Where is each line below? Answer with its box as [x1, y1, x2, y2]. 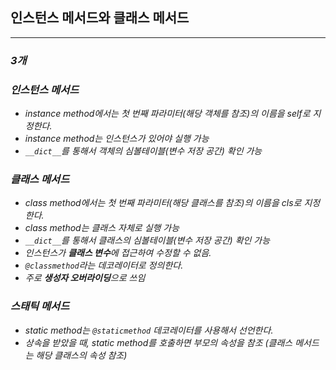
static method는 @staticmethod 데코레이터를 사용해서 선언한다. [24, 324, 274, 336]
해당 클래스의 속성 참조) [35, 349, 128, 361]
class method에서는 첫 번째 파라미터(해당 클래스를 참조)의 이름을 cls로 [24, 197, 302, 209]
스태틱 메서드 [10, 299, 70, 313]
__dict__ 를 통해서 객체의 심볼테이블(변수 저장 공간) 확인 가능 [24, 145, 263, 157]
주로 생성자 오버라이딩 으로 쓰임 [24, 272, 146, 284]
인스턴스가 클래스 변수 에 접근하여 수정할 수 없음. [24, 247, 212, 259]
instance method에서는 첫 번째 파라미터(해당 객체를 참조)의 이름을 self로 [24, 108, 311, 120]
